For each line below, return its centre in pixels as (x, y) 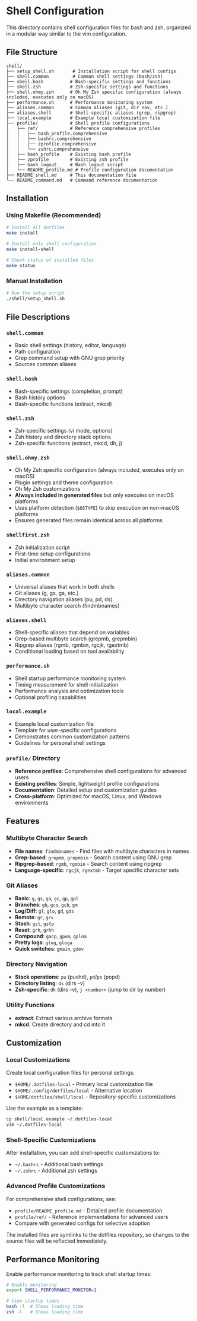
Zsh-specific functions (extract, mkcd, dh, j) (69, 443)
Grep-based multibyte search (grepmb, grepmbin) (76, 639)
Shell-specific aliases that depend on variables (72, 633)
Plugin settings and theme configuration (63, 482)
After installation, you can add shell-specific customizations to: (83, 1153)
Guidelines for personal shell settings (60, 742)
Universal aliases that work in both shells (65, 586)
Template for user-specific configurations (66, 730)
